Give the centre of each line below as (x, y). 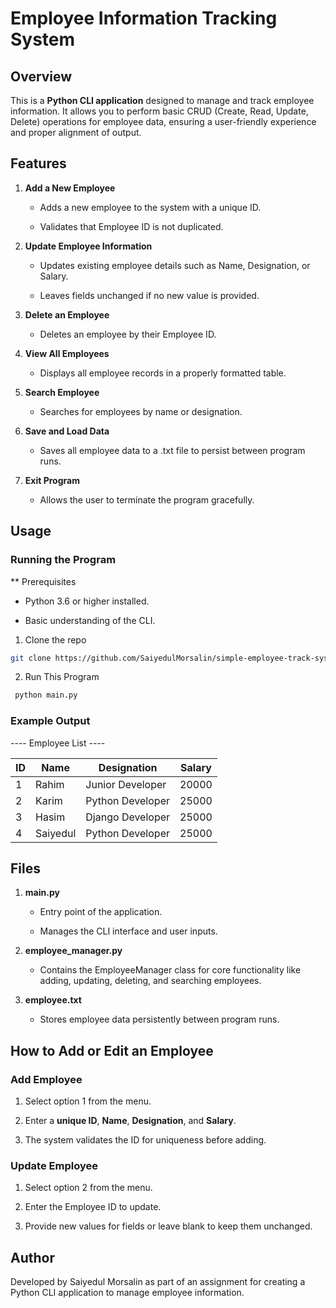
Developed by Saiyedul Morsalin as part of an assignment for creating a (158, 1282)
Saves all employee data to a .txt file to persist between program (172, 450)
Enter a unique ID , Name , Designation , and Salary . (130, 1121)
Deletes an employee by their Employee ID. (128, 334)
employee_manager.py (73, 951)
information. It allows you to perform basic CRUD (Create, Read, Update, (159, 111)
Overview (41, 76)
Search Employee (62, 392)
